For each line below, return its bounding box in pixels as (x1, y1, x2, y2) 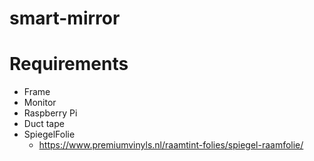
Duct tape (23, 118, 65, 130)
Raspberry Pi (23, 107, 78, 119)
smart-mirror (9, 7, 121, 30)
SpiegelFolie (23, 128, 76, 141)
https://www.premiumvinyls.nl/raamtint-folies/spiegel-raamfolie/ (38, 139, 304, 151)
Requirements (9, 53, 129, 76)
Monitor (23, 97, 57, 109)
